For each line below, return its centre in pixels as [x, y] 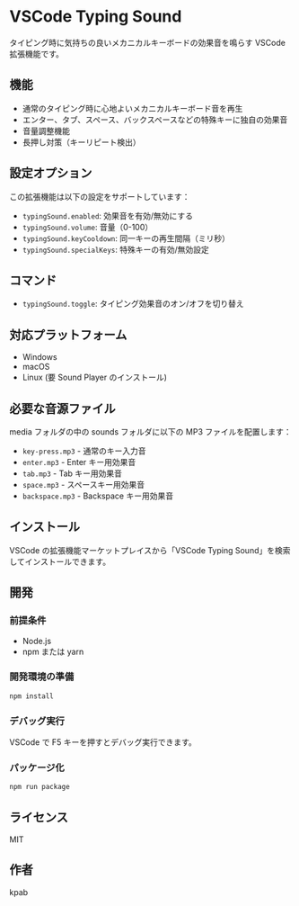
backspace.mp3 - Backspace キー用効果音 [97, 496]
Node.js [37, 641]
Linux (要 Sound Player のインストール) [95, 377]
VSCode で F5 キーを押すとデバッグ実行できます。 [103, 742]
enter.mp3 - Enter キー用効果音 [79, 462]
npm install [31, 696]
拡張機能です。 [37, 54]
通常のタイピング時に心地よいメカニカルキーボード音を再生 [132, 108]
